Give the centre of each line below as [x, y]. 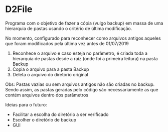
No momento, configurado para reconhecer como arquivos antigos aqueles [83, 38]
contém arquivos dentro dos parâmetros [47, 95]
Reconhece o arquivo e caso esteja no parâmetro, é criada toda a [80, 53]
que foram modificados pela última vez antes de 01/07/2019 [67, 43]
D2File [19, 9]
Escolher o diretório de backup [44, 119]
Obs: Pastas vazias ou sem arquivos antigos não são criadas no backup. [80, 84]
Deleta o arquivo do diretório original [50, 74]
